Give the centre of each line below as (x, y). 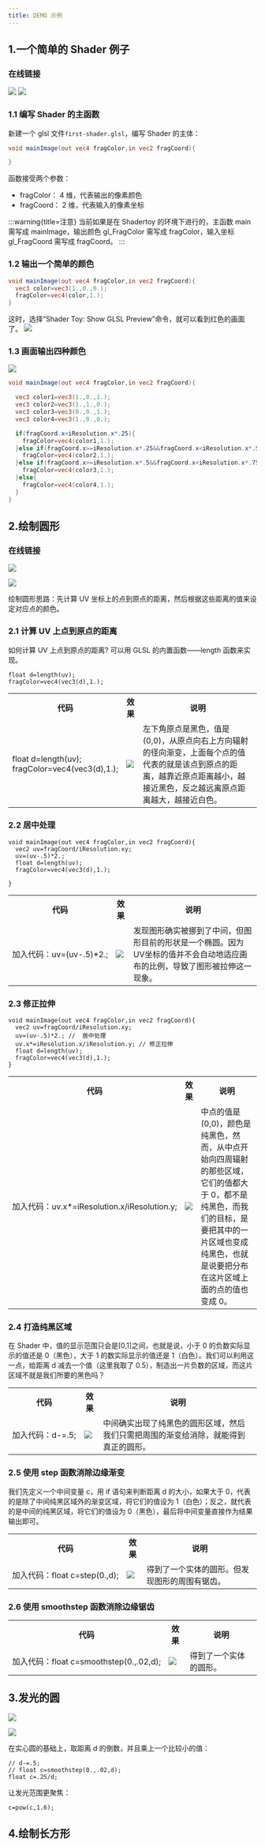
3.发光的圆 (34, 1698)
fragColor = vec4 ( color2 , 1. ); (68, 456)
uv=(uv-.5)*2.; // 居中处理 (61, 1036)
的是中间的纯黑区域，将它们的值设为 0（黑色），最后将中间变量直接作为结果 (131, 1511)
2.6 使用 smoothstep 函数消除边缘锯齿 (82, 1606)
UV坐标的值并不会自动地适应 (186, 954)
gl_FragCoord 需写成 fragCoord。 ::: (67, 242)
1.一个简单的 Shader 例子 (69, 49)
